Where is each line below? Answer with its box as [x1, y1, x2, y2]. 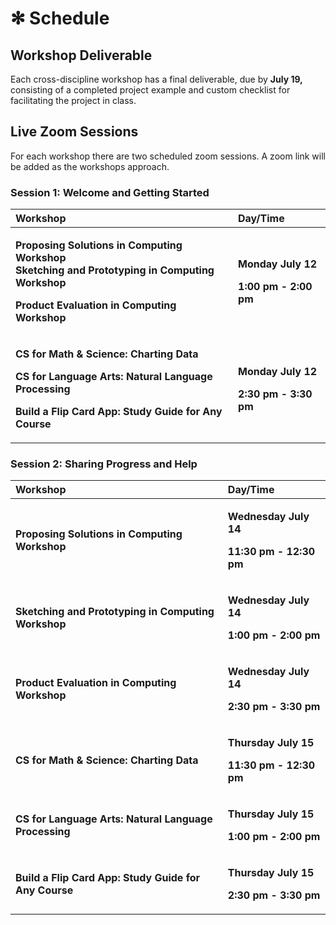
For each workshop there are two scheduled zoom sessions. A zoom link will [10, 150, 326, 162]
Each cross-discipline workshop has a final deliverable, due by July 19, [10, 73, 303, 85]
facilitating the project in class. [10, 95, 137, 106]
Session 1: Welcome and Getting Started [10, 185, 210, 199]
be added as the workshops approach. [10, 160, 170, 172]
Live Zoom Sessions [10, 123, 139, 141]
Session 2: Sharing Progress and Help [10, 457, 198, 471]
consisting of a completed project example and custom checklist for [10, 84, 291, 96]
